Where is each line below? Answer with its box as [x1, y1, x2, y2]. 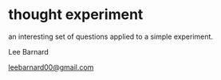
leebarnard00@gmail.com [8, 62, 94, 72]
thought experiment [8, 6, 144, 24]
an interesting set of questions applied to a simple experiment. [8, 32, 214, 41]
